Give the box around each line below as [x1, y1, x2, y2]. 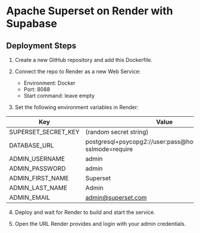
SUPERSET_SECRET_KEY [9, 128, 80, 136]
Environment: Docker [23, 79, 76, 86]
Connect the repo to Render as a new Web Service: [14, 68, 141, 75]
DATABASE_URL [9, 141, 54, 150]
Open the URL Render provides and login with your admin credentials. [14, 220, 186, 227]
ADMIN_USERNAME [9, 155, 65, 163]
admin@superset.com [85, 194, 147, 201]
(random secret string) [85, 128, 149, 136]
